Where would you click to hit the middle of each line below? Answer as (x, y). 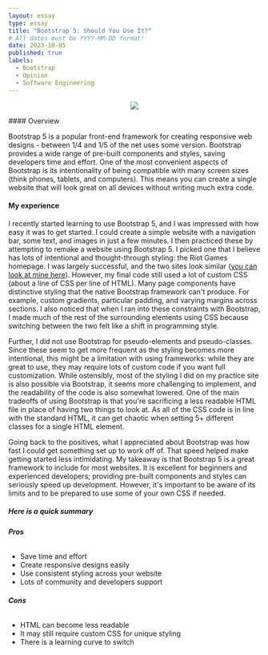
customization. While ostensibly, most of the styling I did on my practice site (134, 375)
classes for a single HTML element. (66, 427)
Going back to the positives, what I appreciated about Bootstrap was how (129, 442)
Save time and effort (54, 556)
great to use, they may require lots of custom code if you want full (117, 366)
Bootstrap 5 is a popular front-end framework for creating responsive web (130, 136)
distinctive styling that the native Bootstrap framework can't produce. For (129, 291)
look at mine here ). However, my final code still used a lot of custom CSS (128, 274)
